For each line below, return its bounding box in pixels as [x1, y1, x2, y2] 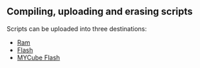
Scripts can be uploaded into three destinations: [6, 24, 147, 33]
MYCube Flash [16, 53, 60, 62]
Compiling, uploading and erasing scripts [6, 6, 193, 18]
